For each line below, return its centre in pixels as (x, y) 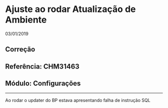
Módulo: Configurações (43, 83)
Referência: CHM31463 (42, 66)
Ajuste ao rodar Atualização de (70, 9)
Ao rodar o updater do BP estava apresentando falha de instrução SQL (78, 100)
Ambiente (26, 20)
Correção (20, 49)
